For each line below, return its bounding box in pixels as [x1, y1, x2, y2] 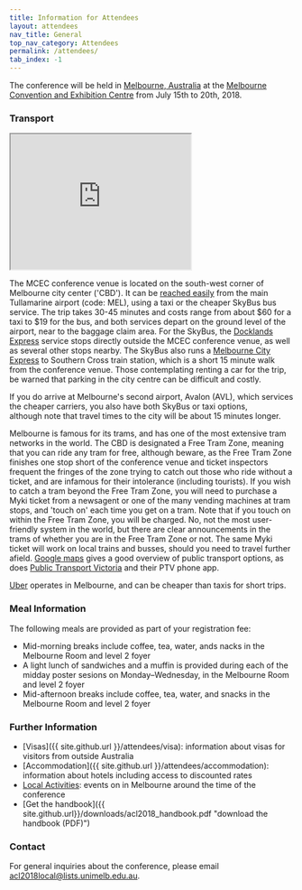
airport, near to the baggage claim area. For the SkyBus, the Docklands [9, 326, 273, 337]
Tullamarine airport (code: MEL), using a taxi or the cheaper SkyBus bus [9, 297, 277, 308]
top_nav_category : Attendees [9, 38, 119, 48]
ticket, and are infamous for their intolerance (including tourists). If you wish [9, 476, 291, 487]
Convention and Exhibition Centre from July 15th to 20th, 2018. [9, 89, 243, 100]
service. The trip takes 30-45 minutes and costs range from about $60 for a [9, 307, 291, 318]
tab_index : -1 [9, 55, 63, 64]
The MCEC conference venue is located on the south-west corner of [9, 278, 264, 289]
